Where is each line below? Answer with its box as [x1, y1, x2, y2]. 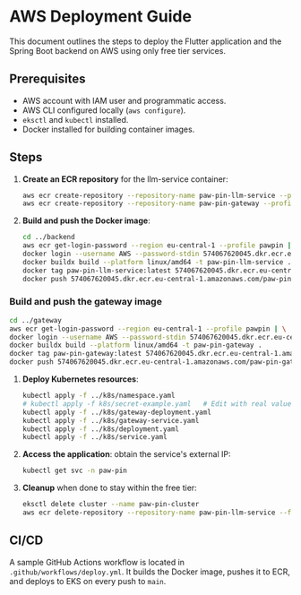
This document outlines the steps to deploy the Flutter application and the [9, 36, 282, 47]
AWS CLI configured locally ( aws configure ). [21, 105, 186, 116]
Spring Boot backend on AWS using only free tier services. [9, 45, 227, 56]
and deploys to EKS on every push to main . [9, 575, 167, 586]
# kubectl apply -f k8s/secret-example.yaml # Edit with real [21, 399, 268, 409]
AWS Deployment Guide [9, 6, 193, 27]
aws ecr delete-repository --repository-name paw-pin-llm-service [21, 508, 276, 517]
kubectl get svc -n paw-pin [21, 466, 127, 476]
